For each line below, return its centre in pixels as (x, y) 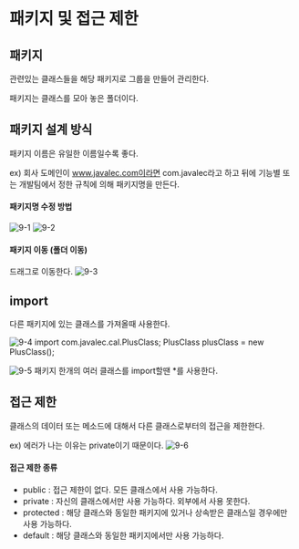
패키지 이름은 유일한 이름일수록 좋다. (74, 153)
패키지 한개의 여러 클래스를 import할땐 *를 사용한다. (126, 371)
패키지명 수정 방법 (41, 207)
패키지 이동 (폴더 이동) (49, 249)
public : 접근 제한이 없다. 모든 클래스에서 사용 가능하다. (120, 490)
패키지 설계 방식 (51, 130)
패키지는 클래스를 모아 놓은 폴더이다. (74, 98)
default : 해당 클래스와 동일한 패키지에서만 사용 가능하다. (123, 535)
